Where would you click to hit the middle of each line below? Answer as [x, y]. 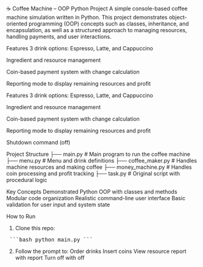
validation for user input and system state [58, 204]
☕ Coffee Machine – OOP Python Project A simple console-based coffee [97, 8]
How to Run [21, 216]
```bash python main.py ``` [51, 239]
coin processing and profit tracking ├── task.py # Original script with [93, 174]
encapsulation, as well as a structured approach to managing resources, [97, 30]
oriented [17, 24]
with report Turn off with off [50, 258]
